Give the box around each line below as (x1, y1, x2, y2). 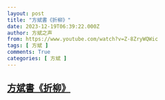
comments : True (7, 49, 51, 56)
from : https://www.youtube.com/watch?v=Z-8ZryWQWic (7, 36, 158, 43)
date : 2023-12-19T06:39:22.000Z (7, 23, 100, 30)
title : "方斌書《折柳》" (7, 17, 71, 23)
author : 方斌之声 (7, 29, 53, 37)
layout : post (7, 10, 45, 17)
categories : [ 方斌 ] (7, 55, 67, 62)
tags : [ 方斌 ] (7, 42, 49, 49)
